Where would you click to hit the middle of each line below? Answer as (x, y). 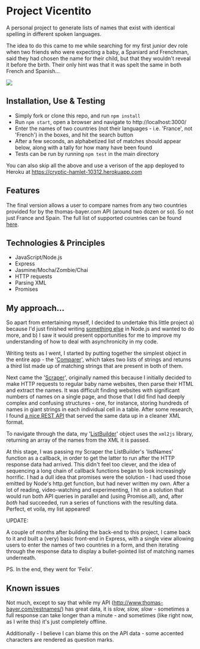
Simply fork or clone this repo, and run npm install (78, 116)
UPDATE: (17, 521)
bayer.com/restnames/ (34, 609)
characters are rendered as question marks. (60, 640)
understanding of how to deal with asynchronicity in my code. (82, 342)
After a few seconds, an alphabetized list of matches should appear (98, 141)
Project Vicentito (49, 11)
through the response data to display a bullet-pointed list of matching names (100, 551)
